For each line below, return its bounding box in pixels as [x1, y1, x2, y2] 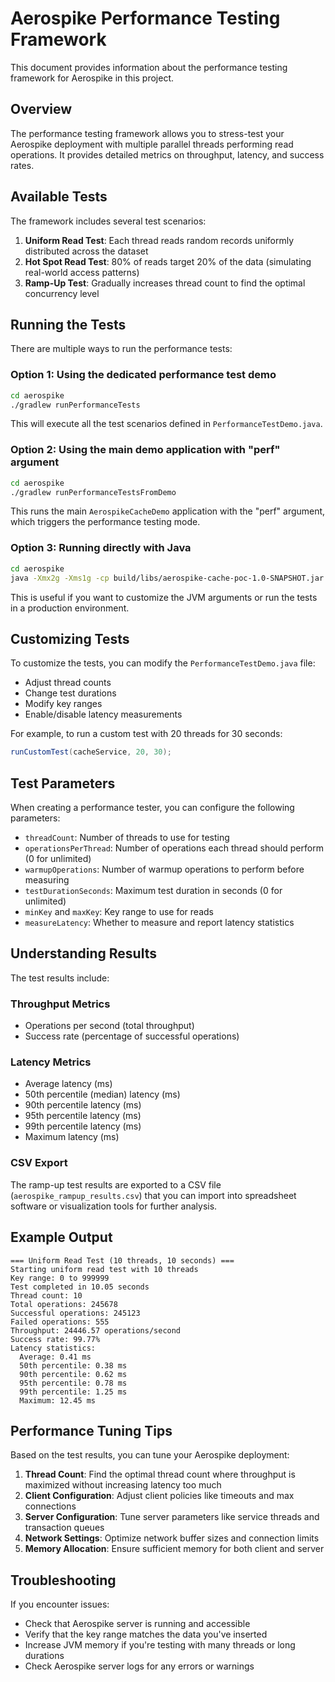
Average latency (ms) [24, 1078, 113, 1090]
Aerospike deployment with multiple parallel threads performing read [10, 138, 294, 150]
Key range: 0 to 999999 [10, 1273, 110, 1283]
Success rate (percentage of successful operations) [24, 1030, 240, 1042]
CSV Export [10, 1156, 68, 1170]
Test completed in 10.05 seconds [10, 1282, 150, 1292]
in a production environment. [10, 602, 130, 614]
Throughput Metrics [10, 997, 111, 1011]
